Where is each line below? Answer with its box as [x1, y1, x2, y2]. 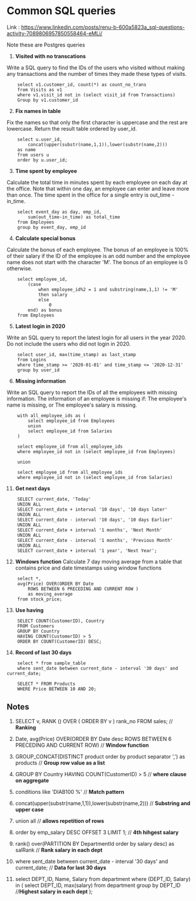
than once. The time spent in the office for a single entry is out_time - [6, 191, 175, 198]
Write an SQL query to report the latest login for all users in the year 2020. [6, 334, 187, 341]
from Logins [17, 357, 46, 363]
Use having [15, 606, 44, 613]
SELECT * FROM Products [17, 681, 76, 687]
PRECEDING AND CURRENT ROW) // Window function [15, 742, 149, 749]
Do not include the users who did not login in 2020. [6, 340, 131, 347]
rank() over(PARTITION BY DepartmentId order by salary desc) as [15, 840, 175, 847]
